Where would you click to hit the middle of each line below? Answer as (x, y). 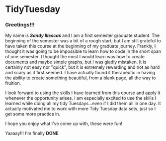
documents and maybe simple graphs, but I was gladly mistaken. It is (76, 62)
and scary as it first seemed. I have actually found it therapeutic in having (80, 73)
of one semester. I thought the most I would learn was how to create (75, 57)
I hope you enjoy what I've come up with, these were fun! (64, 124)
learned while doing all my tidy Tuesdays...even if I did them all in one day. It (83, 104)
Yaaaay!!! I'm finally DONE (32, 134)
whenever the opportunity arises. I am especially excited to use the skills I (81, 98)
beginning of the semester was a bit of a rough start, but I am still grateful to (83, 41)
